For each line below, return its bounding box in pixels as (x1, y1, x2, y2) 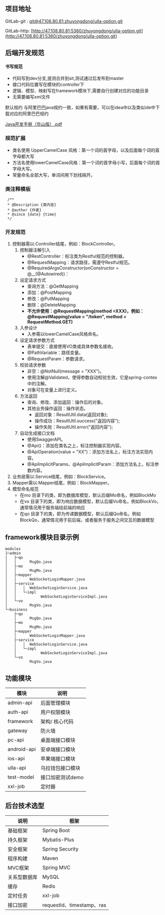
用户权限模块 (40, 709, 71, 716)
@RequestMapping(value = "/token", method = (27, 314, 127, 320)
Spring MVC (42, 864, 71, 871)
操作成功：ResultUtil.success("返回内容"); (34, 418, 120, 424)
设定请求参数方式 (19, 337, 55, 343)
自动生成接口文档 (19, 430, 55, 436)
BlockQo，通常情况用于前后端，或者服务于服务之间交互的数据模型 (19, 517, 155, 523)
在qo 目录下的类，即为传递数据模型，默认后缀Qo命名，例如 (19, 511, 141, 517)
